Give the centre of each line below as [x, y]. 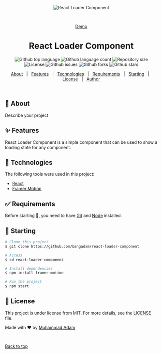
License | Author [81, 79]
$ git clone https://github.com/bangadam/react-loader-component [72, 246]
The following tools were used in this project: [50, 174]
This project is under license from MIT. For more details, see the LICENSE [78, 313]
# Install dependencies [29, 268]
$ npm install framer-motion [34, 273]
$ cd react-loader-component [34, 260]
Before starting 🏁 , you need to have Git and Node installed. [64, 215]
